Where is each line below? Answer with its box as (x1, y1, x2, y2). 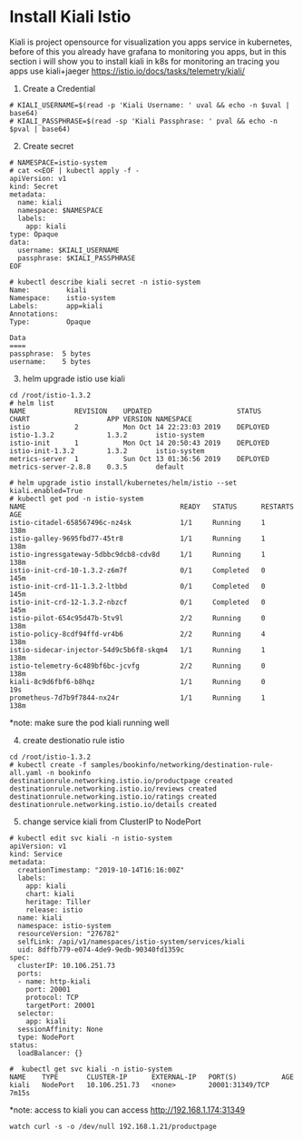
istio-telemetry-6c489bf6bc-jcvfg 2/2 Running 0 (9, 661, 266, 671)
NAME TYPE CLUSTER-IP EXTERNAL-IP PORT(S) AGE (9, 1072, 295, 1082)
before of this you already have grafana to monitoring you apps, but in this (9, 45, 288, 56)
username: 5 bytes (9, 357, 92, 366)
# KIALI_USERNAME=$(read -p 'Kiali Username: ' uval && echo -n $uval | (9, 100, 290, 110)
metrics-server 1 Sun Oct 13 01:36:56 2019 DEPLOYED (9, 454, 270, 463)
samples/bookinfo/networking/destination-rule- (90, 760, 274, 770)
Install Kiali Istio (9, 6, 132, 27)
